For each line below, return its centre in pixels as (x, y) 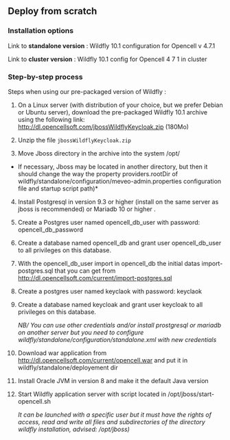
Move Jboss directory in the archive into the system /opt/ (99, 153)
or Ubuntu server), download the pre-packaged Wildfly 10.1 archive (113, 112)
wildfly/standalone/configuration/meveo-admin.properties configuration (119, 181)
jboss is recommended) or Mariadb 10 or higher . (87, 209)
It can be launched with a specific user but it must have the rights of (115, 415)
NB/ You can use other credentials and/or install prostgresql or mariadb (119, 325)
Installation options (41, 31)
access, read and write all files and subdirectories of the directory (111, 421)
